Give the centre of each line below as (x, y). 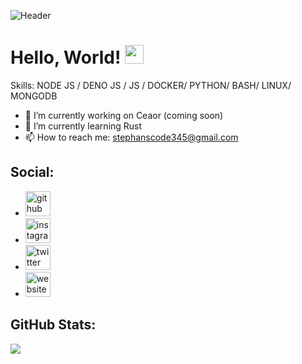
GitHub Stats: (53, 325)
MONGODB (34, 96)
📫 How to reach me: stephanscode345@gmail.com (131, 137)
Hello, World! (66, 57)
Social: (32, 172)
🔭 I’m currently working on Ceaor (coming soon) (124, 115)
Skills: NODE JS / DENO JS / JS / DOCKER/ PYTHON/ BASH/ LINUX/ (151, 85)
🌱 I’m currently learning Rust (83, 126)
